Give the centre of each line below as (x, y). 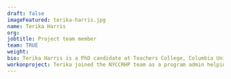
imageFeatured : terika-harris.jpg (57, 20)
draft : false (26, 13)
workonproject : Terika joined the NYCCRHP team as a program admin (106, 65)
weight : (18, 52)
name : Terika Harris (37, 26)
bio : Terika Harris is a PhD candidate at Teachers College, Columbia (110, 58)
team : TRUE (23, 45)
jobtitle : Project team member (52, 39)
